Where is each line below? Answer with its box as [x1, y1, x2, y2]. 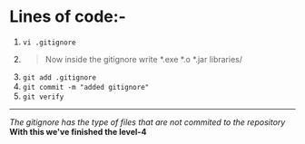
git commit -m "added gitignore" [22, 82, 150, 91]
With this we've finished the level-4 [9, 126, 147, 137]
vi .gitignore [22, 38, 76, 47]
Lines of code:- [9, 6, 127, 27]
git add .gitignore [22, 72, 97, 82]
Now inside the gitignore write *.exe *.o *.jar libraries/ [44, 53, 243, 64]
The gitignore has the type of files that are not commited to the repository [9, 116, 286, 128]
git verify [22, 92, 64, 101]
